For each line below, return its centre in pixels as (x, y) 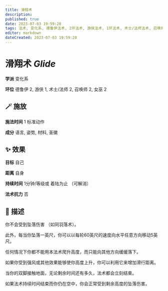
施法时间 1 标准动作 (25, 122)
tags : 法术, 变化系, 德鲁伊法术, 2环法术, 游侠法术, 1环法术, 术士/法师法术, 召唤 (83, 28)
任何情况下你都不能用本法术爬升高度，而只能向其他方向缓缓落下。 (73, 252)
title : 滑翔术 (19, 10)
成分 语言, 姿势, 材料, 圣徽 (31, 132)
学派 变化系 (17, 78)
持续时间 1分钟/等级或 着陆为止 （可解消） (48, 184)
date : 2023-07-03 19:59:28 (33, 24)
